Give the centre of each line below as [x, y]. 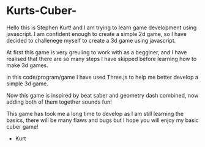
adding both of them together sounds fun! [59, 102]
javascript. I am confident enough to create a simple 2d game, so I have [96, 34]
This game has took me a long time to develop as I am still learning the [95, 113]
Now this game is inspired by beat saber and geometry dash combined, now [102, 95]
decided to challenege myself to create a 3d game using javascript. [91, 40]
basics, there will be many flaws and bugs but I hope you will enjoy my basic [102, 120]
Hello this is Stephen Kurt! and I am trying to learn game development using [102, 27]
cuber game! [22, 126]
